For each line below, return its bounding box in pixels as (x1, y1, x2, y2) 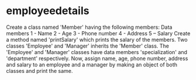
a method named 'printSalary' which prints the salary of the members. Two (6, 36, 188, 43)
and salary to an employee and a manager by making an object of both (6, 61, 178, 68)
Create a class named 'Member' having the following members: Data (6, 24, 172, 31)
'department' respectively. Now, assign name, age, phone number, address (6, 55, 188, 62)
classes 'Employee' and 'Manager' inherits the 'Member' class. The (6, 42, 170, 49)
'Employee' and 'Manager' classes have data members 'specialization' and (6, 48, 187, 55)
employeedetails (6, 4, 89, 18)
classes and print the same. (6, 67, 73, 74)
